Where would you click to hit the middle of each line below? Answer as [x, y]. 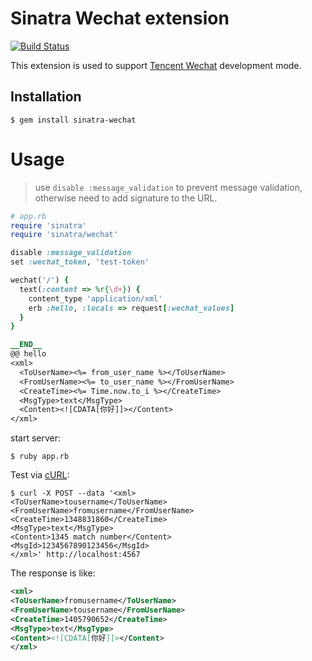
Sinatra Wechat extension [120, 18]
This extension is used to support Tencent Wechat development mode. [156, 65]
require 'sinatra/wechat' [64, 235]
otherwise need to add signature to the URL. [126, 198]
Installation [46, 97]
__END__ [26, 345]
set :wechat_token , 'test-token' [80, 262]
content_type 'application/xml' [95, 298]
